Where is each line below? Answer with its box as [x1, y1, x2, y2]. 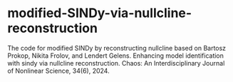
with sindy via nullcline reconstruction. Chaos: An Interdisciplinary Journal [7, 58, 225, 67]
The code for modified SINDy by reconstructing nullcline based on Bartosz [7, 43, 227, 52]
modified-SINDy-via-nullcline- [7, 5, 192, 21]
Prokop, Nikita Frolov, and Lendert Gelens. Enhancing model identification [7, 51, 224, 60]
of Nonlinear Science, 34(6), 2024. [7, 66, 110, 75]
